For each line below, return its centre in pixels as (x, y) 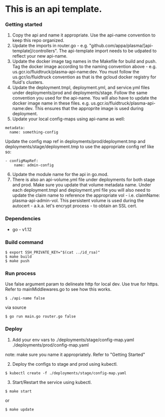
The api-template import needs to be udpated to (108, 51)
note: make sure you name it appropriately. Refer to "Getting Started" (75, 354)
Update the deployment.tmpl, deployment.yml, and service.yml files (81, 88)
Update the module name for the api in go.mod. (60, 174)
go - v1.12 (22, 229)
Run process (20, 273)
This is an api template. (54, 9)
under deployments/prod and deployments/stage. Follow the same (80, 93)
